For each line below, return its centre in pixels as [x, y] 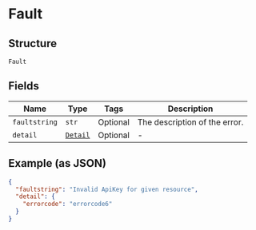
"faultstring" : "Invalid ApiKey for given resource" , [107, 189]
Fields [24, 86]
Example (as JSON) [57, 163]
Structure [33, 44]
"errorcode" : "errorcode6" [68, 204]
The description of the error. [190, 122]
